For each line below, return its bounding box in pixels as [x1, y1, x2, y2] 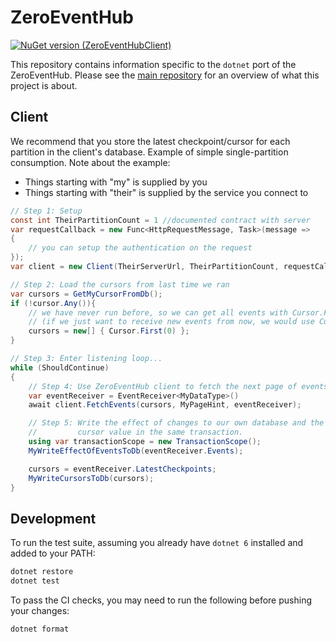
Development [10, 510, 97, 527]
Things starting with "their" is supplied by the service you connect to [24, 186, 309, 198]
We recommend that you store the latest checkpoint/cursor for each [10, 135, 291, 147]
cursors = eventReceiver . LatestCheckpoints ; [28, 464, 217, 474]
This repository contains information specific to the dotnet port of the [10, 58, 297, 70]
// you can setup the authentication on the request [28, 243, 253, 253]
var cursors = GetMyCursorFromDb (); [10, 289, 163, 299]
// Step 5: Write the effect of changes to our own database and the [28, 418, 325, 428]
